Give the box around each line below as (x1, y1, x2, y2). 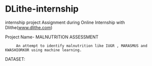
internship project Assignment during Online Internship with (5, 19, 125, 25)
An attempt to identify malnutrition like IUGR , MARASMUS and (16, 43, 148, 48)
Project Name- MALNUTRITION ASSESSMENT (5, 34, 99, 40)
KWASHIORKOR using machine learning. (5, 48, 82, 52)
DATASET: (5, 56, 25, 62)
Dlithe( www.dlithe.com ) (5, 24, 53, 30)
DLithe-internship (5, 3, 79, 15)
